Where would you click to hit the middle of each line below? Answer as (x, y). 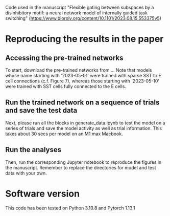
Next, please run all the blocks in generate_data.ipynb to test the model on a (85, 123)
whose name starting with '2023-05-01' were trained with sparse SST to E (83, 75)
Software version (43, 193)
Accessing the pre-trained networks (64, 58)
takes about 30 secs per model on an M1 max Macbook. (64, 134)
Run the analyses (33, 150)
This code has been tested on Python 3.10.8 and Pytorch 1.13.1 (70, 208)
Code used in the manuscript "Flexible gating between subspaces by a (80, 7)
